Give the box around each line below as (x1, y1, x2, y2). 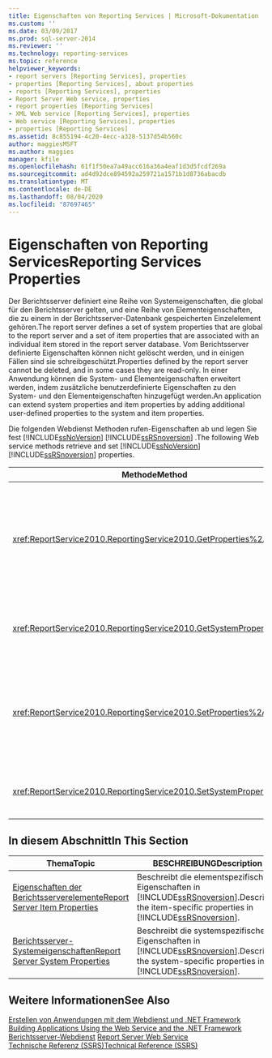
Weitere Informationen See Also (8, 993, 170, 1007)
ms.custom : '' (8, 19, 57, 28)
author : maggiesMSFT (8, 139, 79, 148)
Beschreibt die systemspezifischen (136, 925, 270, 936)
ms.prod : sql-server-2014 (8, 34, 96, 43)
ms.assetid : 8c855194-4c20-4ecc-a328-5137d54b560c (8, 132, 183, 140)
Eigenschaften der (12, 881, 83, 893)
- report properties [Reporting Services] (8, 102, 154, 110)
